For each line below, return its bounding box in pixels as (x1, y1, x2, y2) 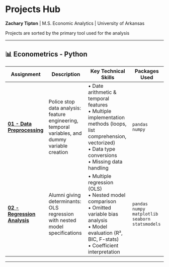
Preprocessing (8, 126, 44, 133)
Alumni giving (48, 191, 81, 198)
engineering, (48, 117, 79, 124)
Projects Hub (5, 4, 61, 15)
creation (48, 148, 68, 155)
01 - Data (8, 120, 32, 127)
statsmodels (132, 221, 161, 227)
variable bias (88, 210, 118, 218)
